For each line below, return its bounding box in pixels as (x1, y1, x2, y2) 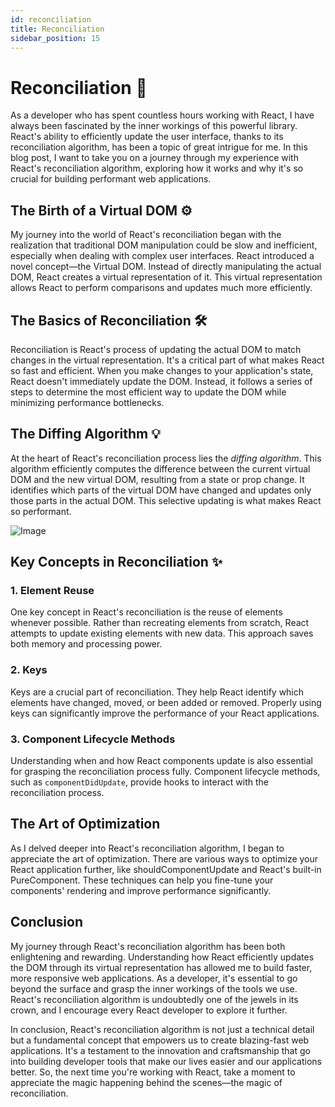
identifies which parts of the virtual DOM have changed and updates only (10, 484, 312, 496)
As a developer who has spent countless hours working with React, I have (10, 109, 315, 121)
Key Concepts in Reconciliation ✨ (10, 554, 223, 571)
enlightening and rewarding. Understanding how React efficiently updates (10, 951, 315, 963)
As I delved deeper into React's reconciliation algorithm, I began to (10, 842, 285, 854)
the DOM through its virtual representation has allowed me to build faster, (10, 961, 313, 973)
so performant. (10, 505, 72, 517)
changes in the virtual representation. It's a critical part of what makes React (10, 354, 325, 366)
